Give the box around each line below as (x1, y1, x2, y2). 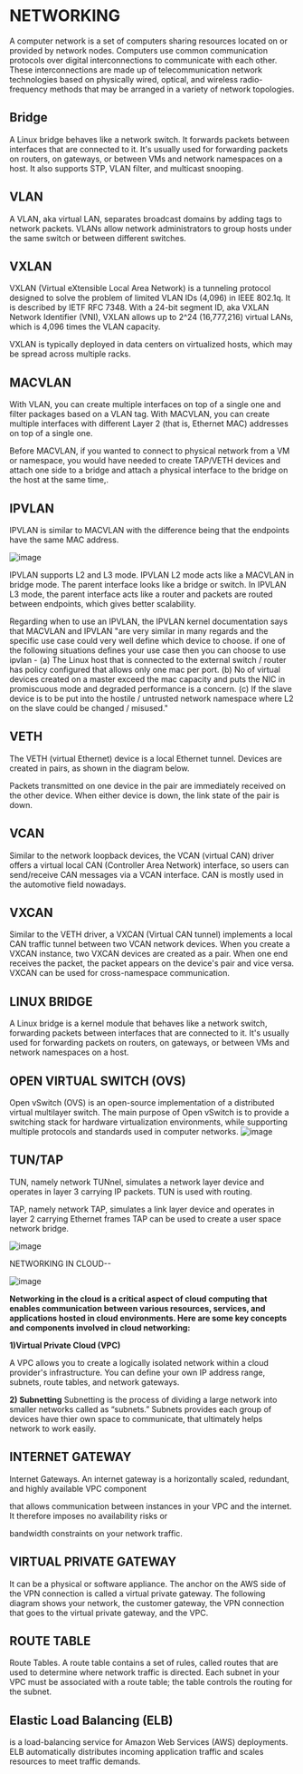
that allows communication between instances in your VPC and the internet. (9, 1500, 292, 1511)
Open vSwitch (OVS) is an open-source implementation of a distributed (9, 1097, 275, 1108)
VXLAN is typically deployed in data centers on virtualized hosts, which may (9, 339, 293, 350)
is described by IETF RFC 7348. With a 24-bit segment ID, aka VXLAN (9, 302, 270, 313)
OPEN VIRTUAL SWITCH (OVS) (9, 1073, 186, 1088)
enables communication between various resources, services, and (9, 1302, 266, 1313)
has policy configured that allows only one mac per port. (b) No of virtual (9, 664, 280, 675)
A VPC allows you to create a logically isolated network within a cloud (9, 1357, 270, 1368)
